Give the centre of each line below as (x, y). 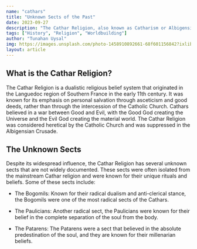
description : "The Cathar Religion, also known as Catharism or (86, 28)
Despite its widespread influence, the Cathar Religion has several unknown (96, 163)
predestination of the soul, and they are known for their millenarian (95, 235)
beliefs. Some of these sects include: (51, 182)
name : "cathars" (26, 11)
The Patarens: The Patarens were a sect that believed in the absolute (98, 228)
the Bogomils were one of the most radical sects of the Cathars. (91, 200)
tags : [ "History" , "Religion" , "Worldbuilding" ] (67, 33)
